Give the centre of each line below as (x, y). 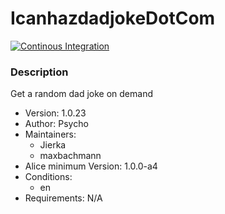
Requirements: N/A (63, 198)
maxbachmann (70, 156)
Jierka (53, 145)
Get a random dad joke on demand (81, 94)
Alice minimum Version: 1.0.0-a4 (91, 166)
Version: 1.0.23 (55, 113)
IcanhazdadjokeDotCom (113, 18)
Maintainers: (50, 134)
